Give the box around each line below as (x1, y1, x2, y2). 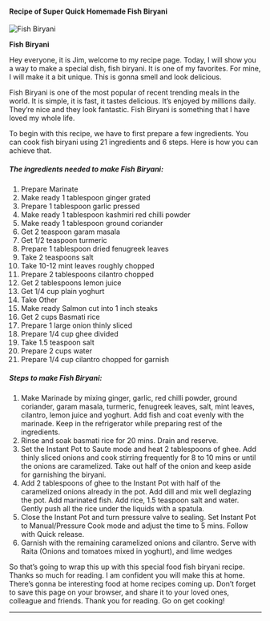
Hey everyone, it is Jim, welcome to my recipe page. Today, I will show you (9, 55, 257, 65)
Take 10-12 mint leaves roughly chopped (20, 261, 155, 271)
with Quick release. (20, 530, 85, 539)
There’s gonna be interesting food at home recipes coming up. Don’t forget (9, 579, 256, 589)
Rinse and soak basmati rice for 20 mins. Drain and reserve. (20, 436, 219, 446)
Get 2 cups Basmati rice (20, 313, 100, 322)
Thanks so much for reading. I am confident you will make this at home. (9, 571, 245, 580)
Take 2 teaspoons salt (20, 252, 94, 262)
